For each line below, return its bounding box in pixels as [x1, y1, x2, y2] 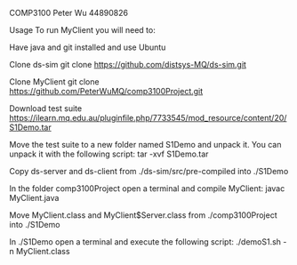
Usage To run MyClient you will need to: [9, 25, 156, 35]
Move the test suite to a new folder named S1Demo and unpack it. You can [9, 140, 282, 149]
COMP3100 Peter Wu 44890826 [9, 8, 129, 18]
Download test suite [9, 103, 83, 114]
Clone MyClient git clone [9, 76, 100, 87]
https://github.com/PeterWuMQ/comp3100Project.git [9, 86, 204, 96]
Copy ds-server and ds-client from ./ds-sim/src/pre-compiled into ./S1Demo [9, 166, 289, 176]
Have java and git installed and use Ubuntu [9, 42, 166, 52]
